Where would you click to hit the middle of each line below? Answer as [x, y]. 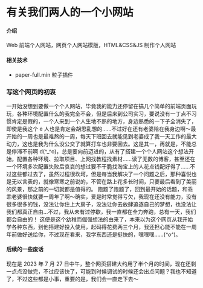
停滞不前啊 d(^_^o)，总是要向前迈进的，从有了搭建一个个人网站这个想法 [100, 151]
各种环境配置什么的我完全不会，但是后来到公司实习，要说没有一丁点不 [104, 114]
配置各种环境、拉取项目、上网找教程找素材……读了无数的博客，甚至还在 [106, 159]
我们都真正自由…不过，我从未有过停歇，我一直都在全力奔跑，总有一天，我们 [101, 211]
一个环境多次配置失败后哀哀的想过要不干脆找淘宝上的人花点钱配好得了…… [98, 166]
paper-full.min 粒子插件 [44, 75]
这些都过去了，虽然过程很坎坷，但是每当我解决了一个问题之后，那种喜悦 [101, 174]
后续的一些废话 [25, 249]
